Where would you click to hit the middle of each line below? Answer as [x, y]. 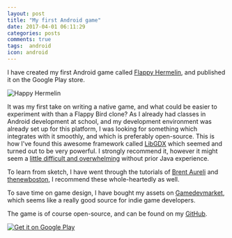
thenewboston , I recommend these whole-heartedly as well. [93, 179]
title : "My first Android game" [54, 20]
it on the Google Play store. [46, 79]
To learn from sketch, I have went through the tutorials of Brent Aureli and [113, 172]
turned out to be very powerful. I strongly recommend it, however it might [113, 151]
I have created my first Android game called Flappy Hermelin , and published [116, 72]
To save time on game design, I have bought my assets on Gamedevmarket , [116, 193]
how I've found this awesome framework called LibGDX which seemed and [115, 143]
